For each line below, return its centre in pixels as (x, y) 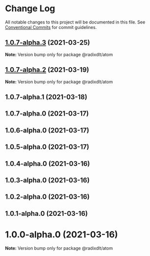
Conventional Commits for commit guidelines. (51, 27)
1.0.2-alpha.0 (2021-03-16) (47, 197)
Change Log (30, 9)
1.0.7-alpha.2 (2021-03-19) (47, 70)
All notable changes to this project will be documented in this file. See (75, 22)
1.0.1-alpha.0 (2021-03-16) (46, 213)
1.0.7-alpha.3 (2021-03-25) (48, 43)
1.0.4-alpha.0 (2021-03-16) (48, 164)
